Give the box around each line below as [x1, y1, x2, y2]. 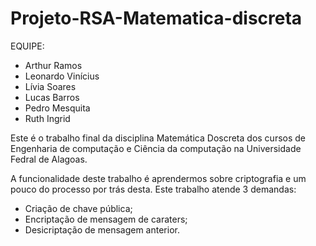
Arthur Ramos [24, 59, 83, 71]
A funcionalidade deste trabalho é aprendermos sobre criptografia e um [10, 172, 307, 184]
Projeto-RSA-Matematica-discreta [10, 7, 303, 30]
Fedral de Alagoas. [10, 153, 88, 165]
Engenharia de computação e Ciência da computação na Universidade [10, 142, 302, 154]
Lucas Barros [24, 91, 80, 103]
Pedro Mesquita [24, 102, 91, 114]
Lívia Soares [24, 80, 77, 92]
